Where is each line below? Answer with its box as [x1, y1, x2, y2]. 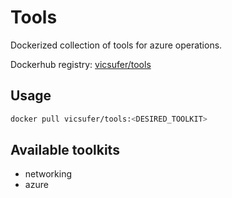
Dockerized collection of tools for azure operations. [10, 39, 223, 51]
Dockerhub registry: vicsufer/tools [10, 58, 152, 70]
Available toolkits [10, 142, 120, 159]
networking [24, 168, 73, 180]
